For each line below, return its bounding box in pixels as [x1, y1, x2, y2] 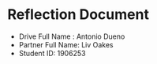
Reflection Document [7, 6, 149, 24]
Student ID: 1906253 [18, 48, 86, 58]
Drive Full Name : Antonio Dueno [18, 32, 125, 41]
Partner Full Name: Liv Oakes [18, 40, 114, 49]
